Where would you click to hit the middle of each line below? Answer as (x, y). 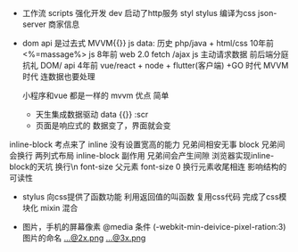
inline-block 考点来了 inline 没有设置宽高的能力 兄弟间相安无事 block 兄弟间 (147, 144)
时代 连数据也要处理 (58, 77)
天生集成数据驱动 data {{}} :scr (92, 114)
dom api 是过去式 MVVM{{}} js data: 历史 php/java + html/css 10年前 (148, 43)
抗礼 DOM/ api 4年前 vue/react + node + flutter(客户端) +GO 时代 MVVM (155, 65)
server (34, 24)
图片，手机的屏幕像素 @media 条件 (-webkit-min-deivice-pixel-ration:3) (154, 227)
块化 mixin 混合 (50, 208)
